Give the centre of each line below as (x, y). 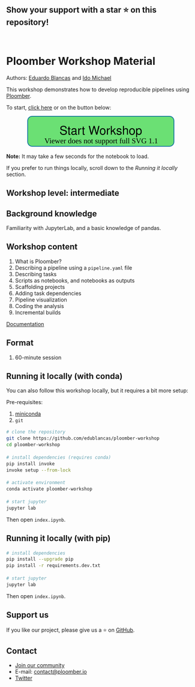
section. (16, 174)
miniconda (28, 414)
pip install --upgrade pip (40, 559)
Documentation (25, 324)
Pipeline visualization (41, 300)
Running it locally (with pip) (58, 538)
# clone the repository (36, 432)
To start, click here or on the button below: (59, 107)
